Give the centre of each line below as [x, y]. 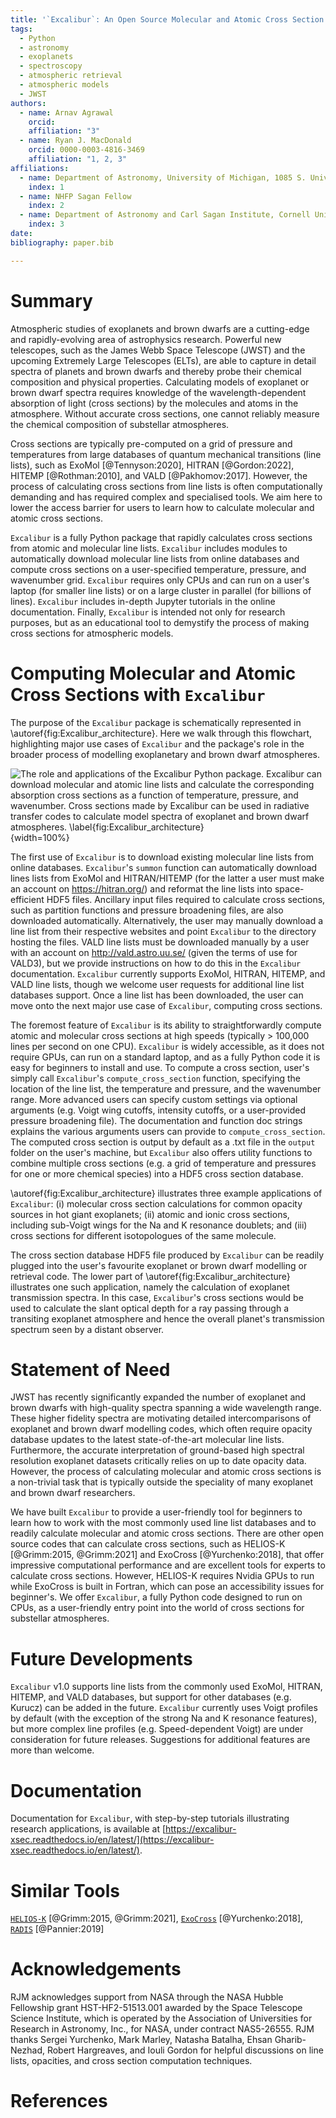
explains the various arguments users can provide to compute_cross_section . [168, 1131]
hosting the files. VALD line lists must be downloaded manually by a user [160, 942]
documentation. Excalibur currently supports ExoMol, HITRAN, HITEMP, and [168, 973]
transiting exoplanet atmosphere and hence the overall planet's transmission [167, 1318]
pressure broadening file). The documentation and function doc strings [156, 1120]
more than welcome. [52, 1750]
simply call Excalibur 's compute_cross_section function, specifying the [155, 1078]
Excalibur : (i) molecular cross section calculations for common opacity [156, 1203]
